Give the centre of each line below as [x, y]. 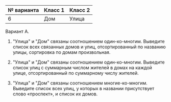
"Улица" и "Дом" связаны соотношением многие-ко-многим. [80, 83]
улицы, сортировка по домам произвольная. [62, 52]
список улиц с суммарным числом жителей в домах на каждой [82, 68]
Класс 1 [54, 10]
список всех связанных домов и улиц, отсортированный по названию [89, 47]
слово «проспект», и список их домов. [55, 94]
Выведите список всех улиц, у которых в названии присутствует [83, 88]
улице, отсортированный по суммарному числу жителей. [76, 73]
